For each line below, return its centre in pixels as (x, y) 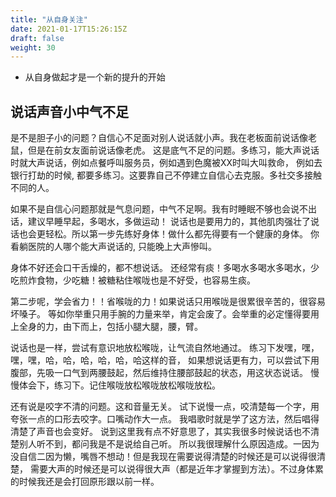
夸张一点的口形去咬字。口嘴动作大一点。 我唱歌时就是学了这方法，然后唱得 (165, 419)
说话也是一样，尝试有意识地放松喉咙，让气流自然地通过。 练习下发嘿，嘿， (165, 348)
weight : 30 (33, 47)
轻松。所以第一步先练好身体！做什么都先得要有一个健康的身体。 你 (182, 234)
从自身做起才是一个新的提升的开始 (95, 77)
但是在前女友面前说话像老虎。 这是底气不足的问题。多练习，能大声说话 (173, 150)
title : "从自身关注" (49, 19)
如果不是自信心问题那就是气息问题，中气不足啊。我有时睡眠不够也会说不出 (163, 209)
